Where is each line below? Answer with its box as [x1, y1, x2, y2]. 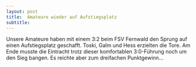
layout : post [6, 8, 38, 15]
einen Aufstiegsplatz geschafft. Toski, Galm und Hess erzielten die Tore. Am [6, 42, 191, 49]
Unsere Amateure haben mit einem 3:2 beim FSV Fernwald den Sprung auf [6, 36, 187, 43]
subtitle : [6, 19, 31, 25]
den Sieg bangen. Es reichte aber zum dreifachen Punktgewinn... [6, 54, 164, 62]
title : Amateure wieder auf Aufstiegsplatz [6, 14, 117, 20]
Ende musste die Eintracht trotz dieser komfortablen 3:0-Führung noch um [6, 48, 187, 55]
